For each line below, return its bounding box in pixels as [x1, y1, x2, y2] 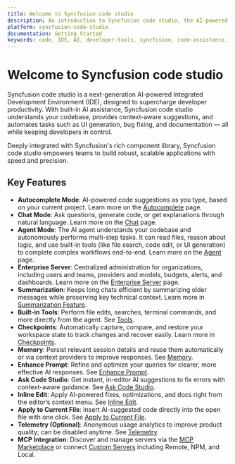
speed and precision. [7, 157, 69, 165]
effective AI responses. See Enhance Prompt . [17, 367, 149, 376]
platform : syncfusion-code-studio [7, 23, 109, 30]
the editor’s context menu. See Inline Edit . [17, 398, 139, 406]
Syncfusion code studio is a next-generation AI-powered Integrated [7, 90, 203, 99]
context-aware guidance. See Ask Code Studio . [17, 382, 156, 391]
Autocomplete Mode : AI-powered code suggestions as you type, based [17, 195, 227, 204]
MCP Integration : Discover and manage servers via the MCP [17, 435, 194, 444]
